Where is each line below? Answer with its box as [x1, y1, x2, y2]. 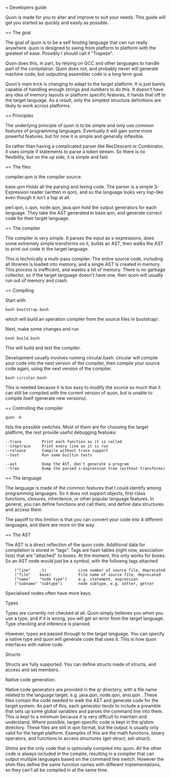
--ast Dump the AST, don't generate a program [5, 461, 129, 467]
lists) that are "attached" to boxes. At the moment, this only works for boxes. [5, 552, 166, 558]
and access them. [5, 506, 43, 513]
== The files [5, 164, 31, 170]
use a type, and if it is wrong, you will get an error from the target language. [5, 615, 164, 621]
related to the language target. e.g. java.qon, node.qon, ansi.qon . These [5, 692, 157, 698]
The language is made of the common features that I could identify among [5, 485, 162, 491]
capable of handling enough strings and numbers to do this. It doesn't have [5, 86, 164, 92]
